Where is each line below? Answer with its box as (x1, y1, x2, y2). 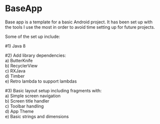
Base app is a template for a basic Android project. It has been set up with (5, 19, 153, 25)
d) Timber (5, 73, 25, 79)
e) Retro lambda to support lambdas (5, 78, 77, 84)
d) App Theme (5, 108, 34, 114)
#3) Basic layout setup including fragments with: (5, 88, 102, 93)
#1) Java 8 (5, 43, 26, 49)
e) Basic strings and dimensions (5, 113, 69, 119)
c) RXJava (5, 68, 26, 73)
